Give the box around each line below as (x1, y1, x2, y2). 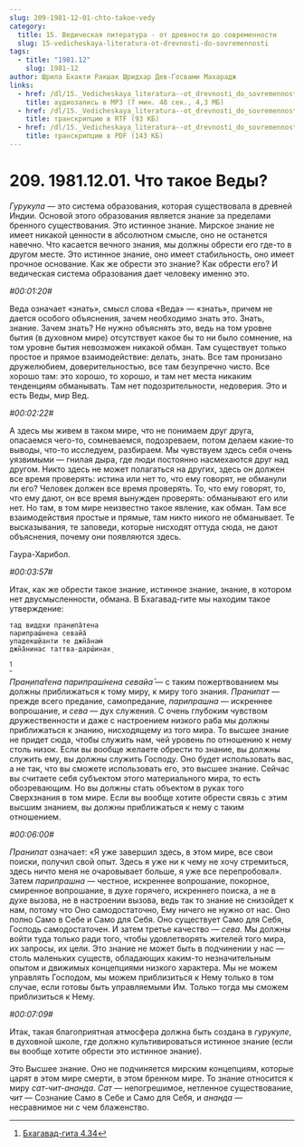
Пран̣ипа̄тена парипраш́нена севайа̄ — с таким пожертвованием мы (9, 676, 279, 687)
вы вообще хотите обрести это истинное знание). (9, 1045, 202, 1056)
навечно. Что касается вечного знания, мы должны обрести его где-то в (9, 239, 292, 250)
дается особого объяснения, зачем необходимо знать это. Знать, (9, 312, 265, 323)
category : (9, 22, 47, 31)
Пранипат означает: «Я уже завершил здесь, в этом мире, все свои (9, 846, 273, 858)
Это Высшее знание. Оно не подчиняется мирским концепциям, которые (9, 1063, 294, 1073)
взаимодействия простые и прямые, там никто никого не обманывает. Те (9, 512, 295, 523)
